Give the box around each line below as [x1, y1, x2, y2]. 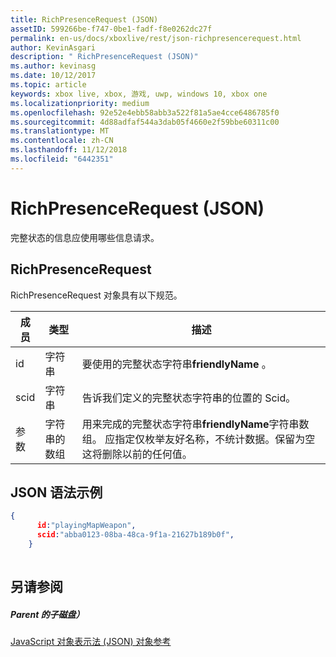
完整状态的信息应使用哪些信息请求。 [10, 231, 160, 243]
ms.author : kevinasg [10, 61, 97, 71]
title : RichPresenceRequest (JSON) [10, 14, 159, 25]
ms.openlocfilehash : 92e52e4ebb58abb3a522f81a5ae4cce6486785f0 [10, 107, 280, 118]
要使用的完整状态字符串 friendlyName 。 [81, 357, 272, 371]
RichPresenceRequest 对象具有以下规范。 [10, 289, 183, 301]
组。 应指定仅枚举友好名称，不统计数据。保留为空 [81, 432, 316, 446]
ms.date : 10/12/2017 [10, 71, 97, 81]
